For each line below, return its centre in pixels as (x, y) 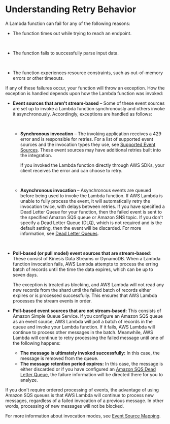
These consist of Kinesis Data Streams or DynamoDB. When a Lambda (87, 258)
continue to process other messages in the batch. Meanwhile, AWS (83, 332)
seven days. (25, 275)
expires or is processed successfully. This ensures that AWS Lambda (85, 295)
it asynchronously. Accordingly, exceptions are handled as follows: (82, 114)
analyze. (29, 380)
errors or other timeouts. (38, 78)
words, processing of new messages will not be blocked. (65, 406)
